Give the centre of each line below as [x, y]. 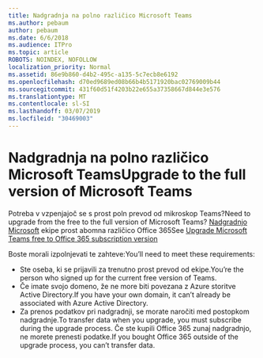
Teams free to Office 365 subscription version [83, 238]
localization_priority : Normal [60, 67]
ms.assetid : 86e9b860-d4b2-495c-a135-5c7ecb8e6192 [93, 74]
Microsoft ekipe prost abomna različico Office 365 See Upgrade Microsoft [128, 230]
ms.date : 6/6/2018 [38, 38]
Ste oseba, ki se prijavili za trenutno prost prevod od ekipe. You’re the [131, 269]
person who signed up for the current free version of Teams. [118, 277]
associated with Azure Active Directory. [84, 303]
